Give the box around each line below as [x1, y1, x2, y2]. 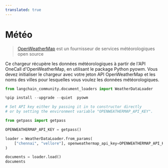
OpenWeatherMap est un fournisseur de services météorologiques [17, 46, 155, 52]
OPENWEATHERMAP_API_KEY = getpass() [5, 127, 81, 132]
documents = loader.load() [5, 154, 61, 159]
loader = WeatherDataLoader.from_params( [5, 136, 93, 141]
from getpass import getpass [5, 118, 66, 123]
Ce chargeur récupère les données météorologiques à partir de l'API [5, 61, 146, 67]
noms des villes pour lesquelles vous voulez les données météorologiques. [5, 76, 159, 83]
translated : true [5, 7, 41, 13]
